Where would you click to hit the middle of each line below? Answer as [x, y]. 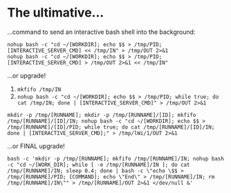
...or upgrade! [27, 75]
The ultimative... [56, 13]
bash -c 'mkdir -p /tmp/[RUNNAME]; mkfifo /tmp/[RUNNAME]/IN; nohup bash [116, 158]
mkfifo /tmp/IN [39, 89]
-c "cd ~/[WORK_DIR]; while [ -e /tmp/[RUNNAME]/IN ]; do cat [99, 165]
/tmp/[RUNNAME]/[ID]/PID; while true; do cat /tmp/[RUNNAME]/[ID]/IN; [111, 127]
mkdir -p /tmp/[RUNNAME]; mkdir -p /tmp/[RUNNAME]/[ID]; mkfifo [102, 115]
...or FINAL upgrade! [36, 146]
